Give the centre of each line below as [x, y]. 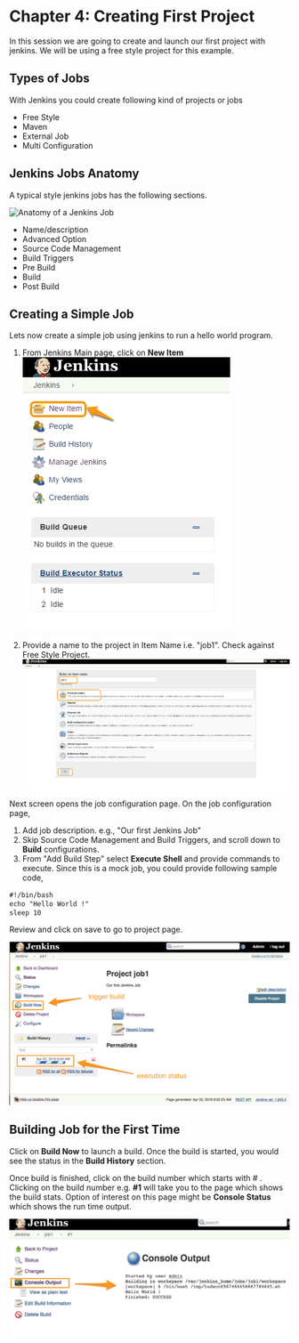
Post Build [40, 286]
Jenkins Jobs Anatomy [74, 174]
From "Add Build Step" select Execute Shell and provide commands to [151, 859]
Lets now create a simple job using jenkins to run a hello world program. [141, 336]
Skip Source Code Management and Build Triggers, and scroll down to [151, 840]
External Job [45, 136]
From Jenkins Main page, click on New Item [103, 352]
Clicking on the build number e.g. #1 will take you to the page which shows [146, 1187]
